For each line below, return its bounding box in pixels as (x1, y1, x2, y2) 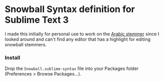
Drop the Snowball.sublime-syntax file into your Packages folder (5, 65, 139, 71)
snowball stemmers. (5, 41, 47, 47)
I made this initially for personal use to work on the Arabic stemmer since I (5, 31, 159, 37)
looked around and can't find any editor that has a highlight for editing (5, 36, 150, 42)
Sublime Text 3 (5, 14, 69, 26)
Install (5, 54, 21, 61)
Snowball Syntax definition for (5, 4, 135, 15)
